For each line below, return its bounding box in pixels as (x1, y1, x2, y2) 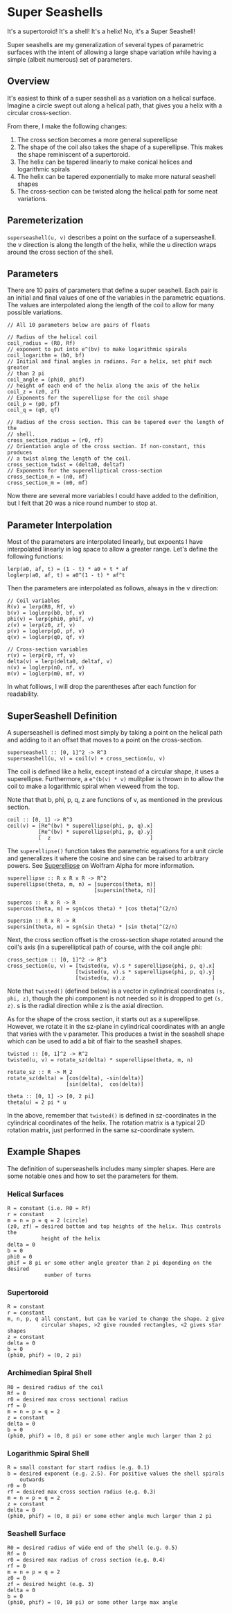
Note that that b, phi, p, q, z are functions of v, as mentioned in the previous (7, 796, 223, 803)
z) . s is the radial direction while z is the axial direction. (7, 1002, 164, 1009)
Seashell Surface (7, 1528, 66, 1538)
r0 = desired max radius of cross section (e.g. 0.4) (7, 1557, 166, 1564)
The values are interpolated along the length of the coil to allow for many (7, 301, 215, 309)
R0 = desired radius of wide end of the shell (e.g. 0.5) (7, 1544, 178, 1551)
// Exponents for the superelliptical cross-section (7, 468, 163, 475)
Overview (7, 76, 51, 87)
